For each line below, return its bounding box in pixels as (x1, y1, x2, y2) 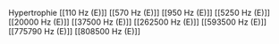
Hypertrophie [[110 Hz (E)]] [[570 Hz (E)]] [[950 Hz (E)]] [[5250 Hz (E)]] (8, 8, 270, 18)
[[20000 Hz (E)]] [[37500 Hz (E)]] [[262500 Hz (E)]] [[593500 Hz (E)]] (8, 17, 267, 27)
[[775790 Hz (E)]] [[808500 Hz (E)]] (8, 26, 140, 36)
